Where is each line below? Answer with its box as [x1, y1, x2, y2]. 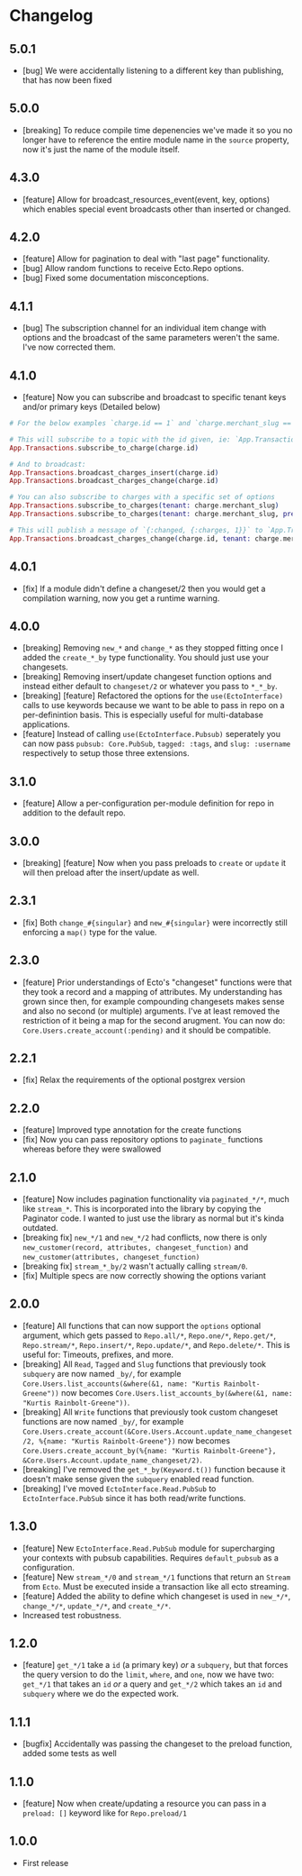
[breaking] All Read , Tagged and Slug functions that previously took [22, 1358, 267, 1370]
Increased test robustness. [22, 1609, 122, 1620]
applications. [22, 719, 70, 730]
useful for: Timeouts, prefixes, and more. [22, 1349, 173, 1360]
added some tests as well [22, 1748, 117, 1759]
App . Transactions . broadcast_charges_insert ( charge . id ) [9, 468, 219, 478]
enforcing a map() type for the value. [22, 926, 157, 937]
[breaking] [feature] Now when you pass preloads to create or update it [22, 857, 286, 868]
